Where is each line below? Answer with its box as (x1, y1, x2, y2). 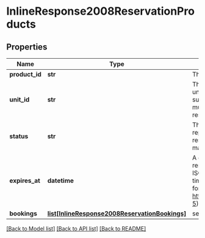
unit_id (9, 95, 30, 103)
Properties (6, 42, 48, 52)
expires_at (9, 176, 41, 185)
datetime (47, 176, 74, 185)
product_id (9, 70, 41, 78)
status (9, 132, 29, 140)
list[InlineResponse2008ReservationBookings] (47, 209, 187, 218)
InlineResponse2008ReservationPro (6, 4, 195, 18)
